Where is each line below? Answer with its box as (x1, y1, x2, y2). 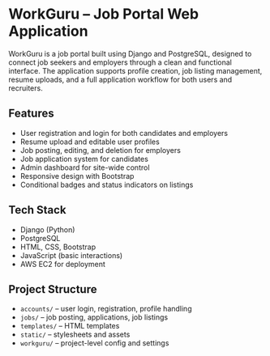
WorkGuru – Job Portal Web (8, 5, 199, 23)
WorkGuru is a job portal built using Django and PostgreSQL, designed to (8, 49, 252, 58)
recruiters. (8, 83, 43, 93)
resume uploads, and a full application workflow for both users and (8, 74, 233, 84)
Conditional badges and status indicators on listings (19, 180, 194, 189)
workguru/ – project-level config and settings (19, 338, 169, 348)
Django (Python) (19, 224, 75, 235)
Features (8, 107, 54, 121)
